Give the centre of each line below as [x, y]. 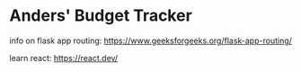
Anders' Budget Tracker [101, 16]
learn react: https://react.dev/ [64, 58]
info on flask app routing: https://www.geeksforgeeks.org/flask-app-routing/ [150, 40]
